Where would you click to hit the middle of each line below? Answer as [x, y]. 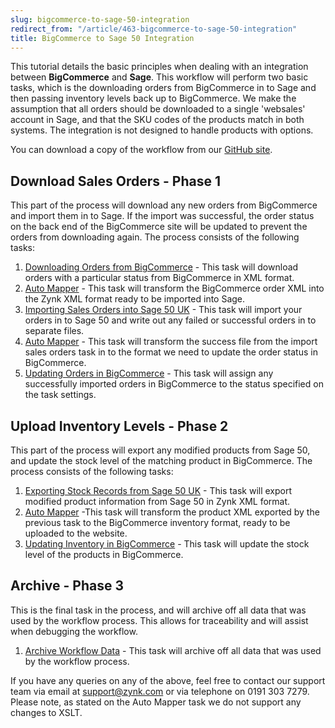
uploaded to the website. [76, 533]
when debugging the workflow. [74, 631]
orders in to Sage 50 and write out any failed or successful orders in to [170, 320]
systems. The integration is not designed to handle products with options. [162, 130]
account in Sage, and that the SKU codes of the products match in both [157, 120]
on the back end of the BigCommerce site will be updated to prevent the [159, 227]
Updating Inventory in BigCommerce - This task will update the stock [167, 544]
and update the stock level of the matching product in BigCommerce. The [161, 460]
